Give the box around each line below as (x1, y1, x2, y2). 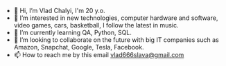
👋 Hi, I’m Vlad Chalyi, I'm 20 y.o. (13, 7, 105, 14)
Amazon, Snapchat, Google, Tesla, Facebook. (13, 43, 144, 51)
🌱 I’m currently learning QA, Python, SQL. (13, 28, 132, 36)
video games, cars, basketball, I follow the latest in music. (13, 21, 179, 29)
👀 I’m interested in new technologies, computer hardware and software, (13, 14, 218, 22)
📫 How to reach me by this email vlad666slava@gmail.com (13, 51, 184, 58)
